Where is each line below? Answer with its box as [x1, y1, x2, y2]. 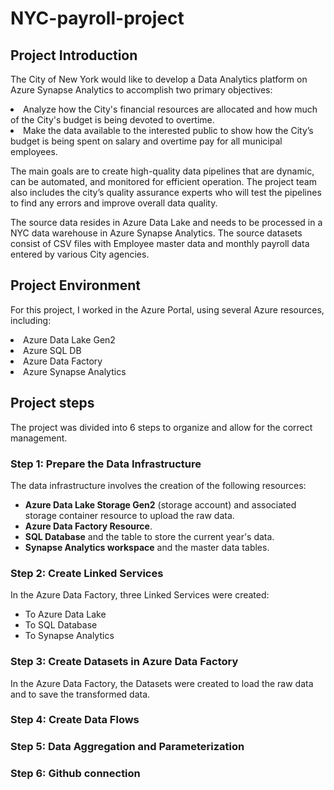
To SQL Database [24, 619, 98, 631]
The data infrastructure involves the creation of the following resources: [10, 479, 307, 491]
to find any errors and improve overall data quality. [10, 197, 218, 209]
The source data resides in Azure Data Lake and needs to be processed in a [10, 217, 323, 228]
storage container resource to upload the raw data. [24, 509, 235, 521]
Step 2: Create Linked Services [10, 566, 164, 580]
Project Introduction [10, 47, 138, 64]
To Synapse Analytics [24, 630, 115, 642]
